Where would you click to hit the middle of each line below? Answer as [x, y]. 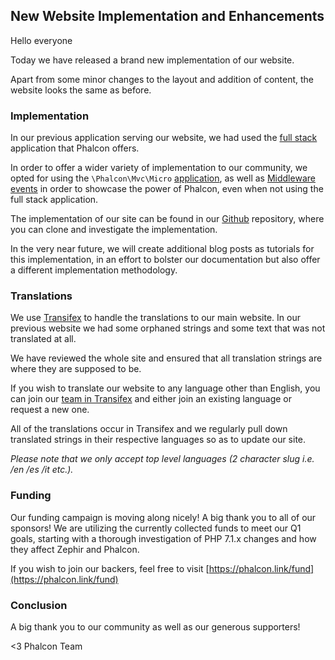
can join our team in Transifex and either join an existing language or [151, 399]
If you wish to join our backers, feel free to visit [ [110, 568]
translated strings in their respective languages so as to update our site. [158, 440]
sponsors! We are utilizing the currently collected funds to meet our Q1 [156, 528]
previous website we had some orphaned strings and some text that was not [168, 328]
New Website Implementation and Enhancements [167, 16]
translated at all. [43, 339]
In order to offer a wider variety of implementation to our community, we [159, 168]
